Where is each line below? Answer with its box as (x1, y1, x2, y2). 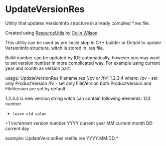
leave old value (12, 111, 47, 116)
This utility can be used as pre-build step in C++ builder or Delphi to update (5, 39, 161, 46)
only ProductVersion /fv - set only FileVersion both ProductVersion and (5, 80, 151, 86)
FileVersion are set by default (5, 85, 66, 91)
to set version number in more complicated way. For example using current (5, 60, 160, 66)
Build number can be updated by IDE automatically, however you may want (5, 54, 160, 61)
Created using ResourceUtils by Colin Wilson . (5, 30, 99, 36)
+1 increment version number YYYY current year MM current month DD (5, 120, 153, 126)
